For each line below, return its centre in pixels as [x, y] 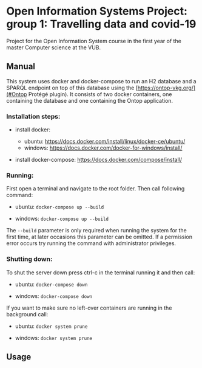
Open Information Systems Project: [97, 11]
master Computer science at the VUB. [54, 47]
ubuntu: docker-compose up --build [59, 207]
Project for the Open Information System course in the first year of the [94, 41]
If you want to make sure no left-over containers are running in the [89, 308]
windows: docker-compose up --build [62, 219]
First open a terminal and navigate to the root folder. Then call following [96, 189]
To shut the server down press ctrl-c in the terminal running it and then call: [101, 273]
